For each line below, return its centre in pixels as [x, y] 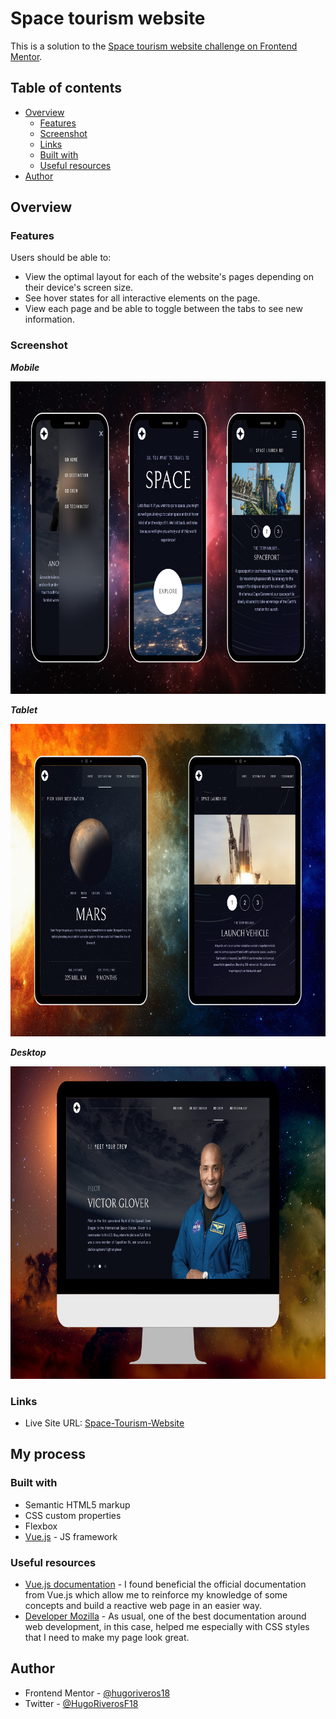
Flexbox [41, 1526]
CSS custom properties [73, 1515]
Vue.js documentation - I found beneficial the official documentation [165, 1584]
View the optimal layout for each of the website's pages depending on [169, 277]
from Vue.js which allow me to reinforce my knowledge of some [156, 1595]
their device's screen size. [79, 288]
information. [49, 319]
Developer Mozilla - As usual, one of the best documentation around [165, 1616]
